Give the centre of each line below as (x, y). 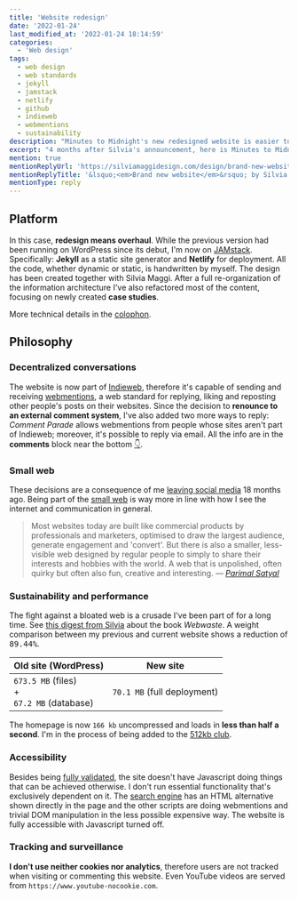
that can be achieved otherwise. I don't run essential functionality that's (140, 786)
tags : (19, 59)
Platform (34, 219)
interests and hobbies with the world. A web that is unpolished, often (156, 563)
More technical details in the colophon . (80, 314)
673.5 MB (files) (45, 681)
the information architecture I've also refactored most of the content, (134, 287)
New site (165, 666)
